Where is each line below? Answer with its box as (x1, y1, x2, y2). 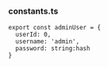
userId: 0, (15, 30, 52, 39)
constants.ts (8, 6, 59, 17)
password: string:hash (15, 45, 91, 53)
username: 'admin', (15, 37, 80, 45)
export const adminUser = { (8, 24, 102, 32)
